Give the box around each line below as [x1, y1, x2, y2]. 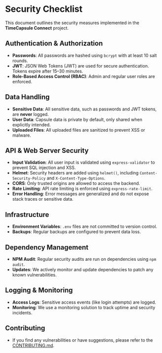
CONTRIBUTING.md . [12, 342, 55, 348]
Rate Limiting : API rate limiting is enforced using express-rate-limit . [12, 186, 153, 192]
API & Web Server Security [5, 146, 89, 155]
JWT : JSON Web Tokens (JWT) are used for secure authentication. [12, 63, 149, 69]
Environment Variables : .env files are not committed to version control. [12, 223, 158, 230]
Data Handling [5, 93, 50, 102]
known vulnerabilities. [12, 272, 57, 278]
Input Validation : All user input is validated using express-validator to [12, 159, 155, 166]
